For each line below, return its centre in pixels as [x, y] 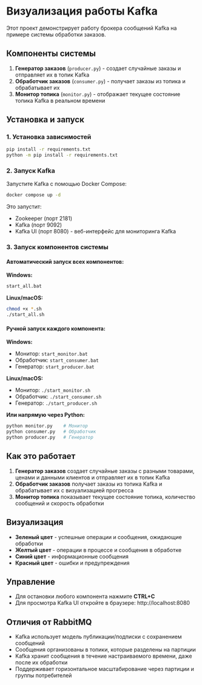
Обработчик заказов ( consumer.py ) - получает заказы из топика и [100, 81]
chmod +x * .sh [24, 309]
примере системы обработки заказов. [56, 34]
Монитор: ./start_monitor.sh [53, 390]
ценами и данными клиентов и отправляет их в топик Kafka [93, 477]
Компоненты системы [51, 54]
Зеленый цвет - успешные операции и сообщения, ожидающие [98, 537]
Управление [31, 582]
